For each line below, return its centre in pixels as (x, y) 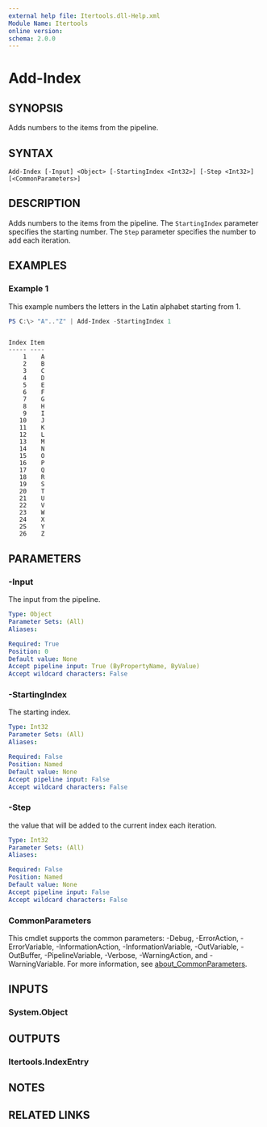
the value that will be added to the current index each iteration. (113, 825)
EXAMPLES (38, 266)
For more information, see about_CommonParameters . (157, 964)
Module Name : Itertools (48, 23)
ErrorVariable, (31, 947)
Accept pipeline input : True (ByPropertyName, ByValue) (104, 667)
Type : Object (30, 614)
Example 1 (29, 289)
